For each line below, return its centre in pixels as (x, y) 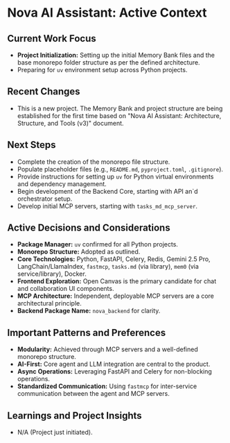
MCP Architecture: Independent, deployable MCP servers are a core (116, 296)
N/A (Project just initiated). (55, 433)
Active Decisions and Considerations (89, 228)
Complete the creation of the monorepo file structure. (94, 162)
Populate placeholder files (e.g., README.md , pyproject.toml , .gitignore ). (120, 169)
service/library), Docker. (52, 274)
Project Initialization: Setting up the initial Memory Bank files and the (116, 55)
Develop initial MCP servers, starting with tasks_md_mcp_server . (107, 206)
